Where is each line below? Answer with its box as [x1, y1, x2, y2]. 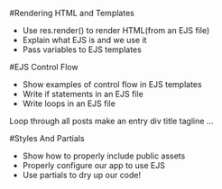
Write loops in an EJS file [22, 98, 116, 109]
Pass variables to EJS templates [22, 44, 142, 55]
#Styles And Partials [9, 133, 85, 143]
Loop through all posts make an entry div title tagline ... [9, 116, 214, 126]
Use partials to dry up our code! [22, 170, 142, 180]
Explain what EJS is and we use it [22, 35, 147, 45]
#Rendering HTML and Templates [9, 8, 135, 18]
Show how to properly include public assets [22, 150, 186, 161]
